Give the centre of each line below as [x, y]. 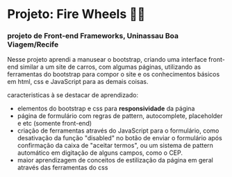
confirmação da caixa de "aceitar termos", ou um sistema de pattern [115, 146]
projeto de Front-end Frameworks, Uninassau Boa [93, 36]
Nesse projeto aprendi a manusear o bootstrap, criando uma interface [107, 60]
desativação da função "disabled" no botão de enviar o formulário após [119, 138]
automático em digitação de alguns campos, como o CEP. [100, 153]
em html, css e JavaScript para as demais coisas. [78, 82]
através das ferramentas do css [63, 168]
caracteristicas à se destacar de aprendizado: [73, 95]
